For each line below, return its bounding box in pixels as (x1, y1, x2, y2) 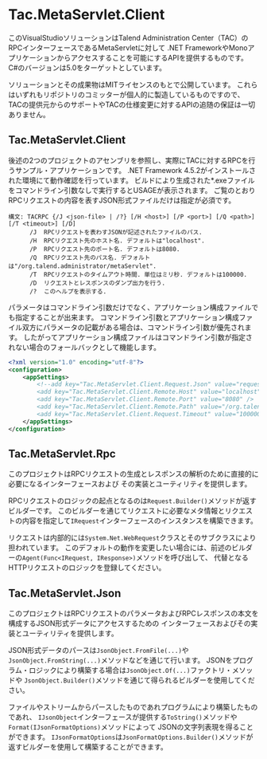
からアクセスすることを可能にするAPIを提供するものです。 (56, 53, 249, 62)
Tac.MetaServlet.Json (8, 586, 122, 600)
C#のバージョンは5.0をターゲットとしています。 (8, 62, 167, 73)
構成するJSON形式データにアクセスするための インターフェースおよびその (8, 619, 251, 628)
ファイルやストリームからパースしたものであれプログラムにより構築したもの (8, 702, 258, 712)
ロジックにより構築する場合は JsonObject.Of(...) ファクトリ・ (29, 666, 233, 675)
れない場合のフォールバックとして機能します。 (8, 342, 161, 352)
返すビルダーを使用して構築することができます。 (8, 742, 168, 752)
